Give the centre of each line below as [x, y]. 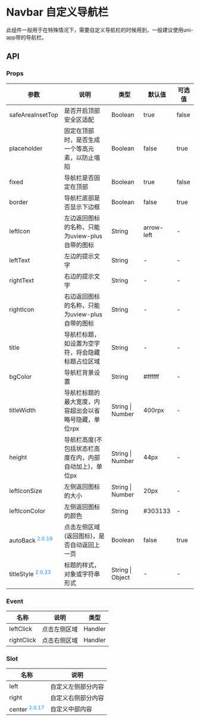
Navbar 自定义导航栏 [57, 12]
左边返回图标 [82, 218]
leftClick [21, 628]
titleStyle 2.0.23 [30, 573]
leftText [20, 260]
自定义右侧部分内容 [77, 698]
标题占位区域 [82, 361]
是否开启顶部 [82, 110]
